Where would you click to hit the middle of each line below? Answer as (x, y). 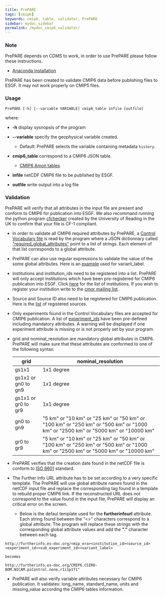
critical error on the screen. (40, 504)
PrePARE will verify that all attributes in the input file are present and (74, 208)
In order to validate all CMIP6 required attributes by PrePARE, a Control (84, 233)
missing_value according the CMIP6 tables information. (68, 589)
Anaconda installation (34, 71)
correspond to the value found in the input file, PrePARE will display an (83, 499)
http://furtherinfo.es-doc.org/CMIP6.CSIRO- (51, 565)
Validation (18, 197)
